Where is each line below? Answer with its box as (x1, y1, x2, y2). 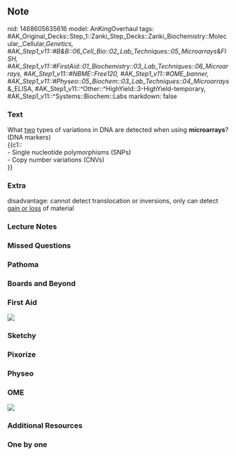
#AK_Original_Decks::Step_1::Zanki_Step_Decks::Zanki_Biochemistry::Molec (7, 32, 228, 40)
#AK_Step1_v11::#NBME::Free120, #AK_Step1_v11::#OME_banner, (23, 69, 209, 78)
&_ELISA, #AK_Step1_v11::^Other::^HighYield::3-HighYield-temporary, (7, 84, 206, 92)
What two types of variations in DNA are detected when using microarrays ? (7, 126, 229, 134)
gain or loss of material (7, 204, 74, 212)
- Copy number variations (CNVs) (7, 155, 105, 164)
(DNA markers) (7, 133, 52, 142)
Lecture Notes (7, 222, 57, 232)
